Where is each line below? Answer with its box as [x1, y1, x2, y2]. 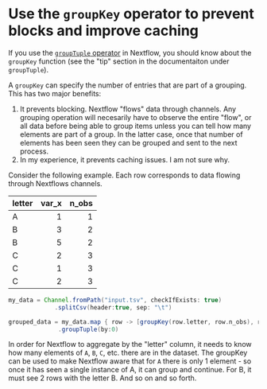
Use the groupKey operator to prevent [8, 5, 254, 23]
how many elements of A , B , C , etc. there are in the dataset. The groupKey [8, 348, 248, 358]
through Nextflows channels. [8, 178, 103, 188]
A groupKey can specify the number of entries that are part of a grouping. [8, 80, 247, 90]
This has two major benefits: [8, 88, 102, 98]
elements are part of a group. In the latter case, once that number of [19, 129, 244, 139]
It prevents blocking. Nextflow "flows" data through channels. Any [19, 104, 237, 114]
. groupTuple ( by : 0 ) [58, 325, 119, 333]
